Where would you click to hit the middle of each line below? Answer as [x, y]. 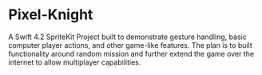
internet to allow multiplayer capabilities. [75, 62]
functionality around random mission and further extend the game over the [131, 53]
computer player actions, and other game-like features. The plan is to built [131, 45]
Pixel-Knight [51, 15]
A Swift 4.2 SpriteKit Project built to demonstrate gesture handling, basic [128, 37]
